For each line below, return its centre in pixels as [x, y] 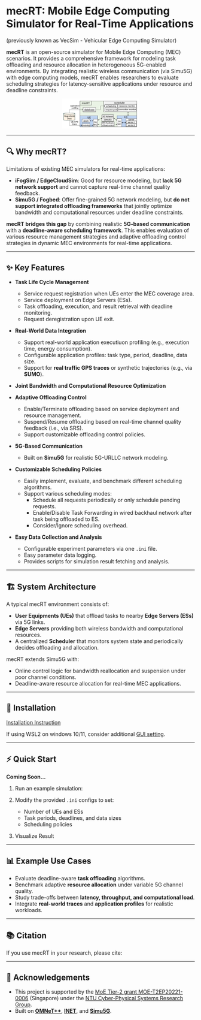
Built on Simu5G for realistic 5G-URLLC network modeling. [96, 458]
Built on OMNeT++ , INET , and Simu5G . [63, 1011]
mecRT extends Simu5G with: [43, 659]
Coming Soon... [26, 777]
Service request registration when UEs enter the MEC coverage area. [109, 294]
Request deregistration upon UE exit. [69, 319]
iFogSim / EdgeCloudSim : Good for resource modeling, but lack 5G [98, 180]
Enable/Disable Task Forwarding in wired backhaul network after [112, 513]
